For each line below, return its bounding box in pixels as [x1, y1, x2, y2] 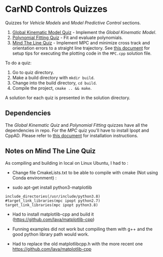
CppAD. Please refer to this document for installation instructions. [5, 132, 138, 139]
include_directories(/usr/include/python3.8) [5, 194, 100, 199]
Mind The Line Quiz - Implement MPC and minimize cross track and [12, 39, 150, 45]
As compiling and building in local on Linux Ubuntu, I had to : [5, 160, 128, 166]
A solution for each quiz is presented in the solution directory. [5, 95, 131, 101]
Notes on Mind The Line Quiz [5, 147, 96, 155]
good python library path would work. [12, 231, 89, 237]
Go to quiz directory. [12, 69, 54, 75]
